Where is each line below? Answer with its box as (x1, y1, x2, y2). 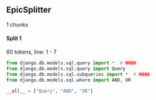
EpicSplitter (6, 5, 51, 15)
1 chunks (6, 21, 28, 28)
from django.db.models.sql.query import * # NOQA (6, 60, 137, 66)
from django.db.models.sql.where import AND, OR (6, 77, 131, 83)
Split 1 (6, 35, 22, 42)
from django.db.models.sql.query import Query (6, 65, 126, 72)
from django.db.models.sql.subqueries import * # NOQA (6, 71, 150, 78)
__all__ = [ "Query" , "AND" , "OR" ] (6, 88, 94, 94)
